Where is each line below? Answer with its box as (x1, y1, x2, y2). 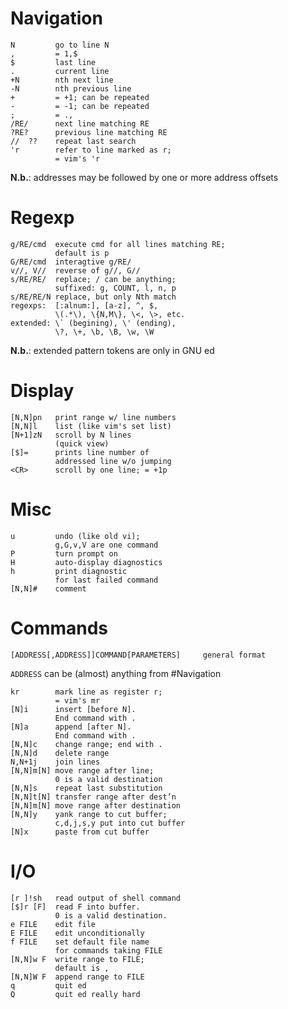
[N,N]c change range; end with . (10, 739, 163, 749)
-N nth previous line (10, 83, 132, 94)
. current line (10, 66, 110, 76)
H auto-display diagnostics (10, 557, 163, 567)
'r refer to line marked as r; (10, 145, 172, 155)
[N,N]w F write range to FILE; (10, 954, 145, 964)
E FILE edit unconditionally (10, 928, 145, 938)
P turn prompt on (10, 548, 118, 559)
